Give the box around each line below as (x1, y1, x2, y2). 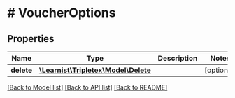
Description (157, 54, 198, 63)
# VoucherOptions (7, 5, 116, 21)
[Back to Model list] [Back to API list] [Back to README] (7, 83, 168, 92)
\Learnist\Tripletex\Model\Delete (38, 65, 152, 75)
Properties (7, 33, 55, 45)
